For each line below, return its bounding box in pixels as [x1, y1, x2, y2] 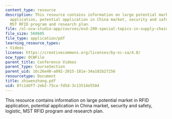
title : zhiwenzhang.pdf [5, 78, 56, 83]
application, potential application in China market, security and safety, [5, 102, 153, 108]
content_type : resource [5, 7, 56, 13]
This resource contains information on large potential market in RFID [5, 97, 149, 103]
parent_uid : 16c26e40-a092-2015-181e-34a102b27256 [5, 69, 116, 74]
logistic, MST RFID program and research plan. [5, 108, 104, 114]
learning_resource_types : [5, 41, 60, 46]
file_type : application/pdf [5, 36, 66, 41]
